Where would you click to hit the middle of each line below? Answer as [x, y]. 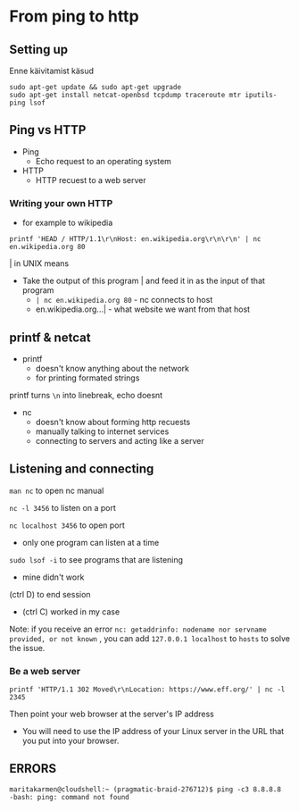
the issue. [27, 648]
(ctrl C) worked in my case [71, 611]
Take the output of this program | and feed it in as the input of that [144, 281]
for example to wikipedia [67, 223]
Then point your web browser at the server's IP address [112, 714]
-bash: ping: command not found [69, 797]
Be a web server [45, 671]
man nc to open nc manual [57, 490]
